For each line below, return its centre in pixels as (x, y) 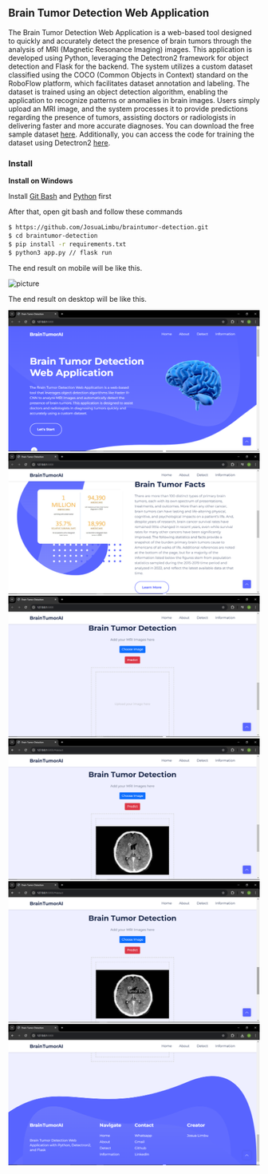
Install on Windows (41, 181)
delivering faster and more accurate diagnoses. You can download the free (131, 125)
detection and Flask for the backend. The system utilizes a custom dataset (130, 66)
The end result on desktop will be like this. (78, 299)
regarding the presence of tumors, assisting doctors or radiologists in (122, 117)
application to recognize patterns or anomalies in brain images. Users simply (134, 100)
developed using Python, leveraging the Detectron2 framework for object (128, 58)
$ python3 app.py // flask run (60, 252)
